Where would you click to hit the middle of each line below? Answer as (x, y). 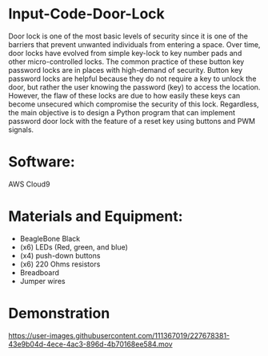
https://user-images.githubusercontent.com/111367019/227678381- (119, 335)
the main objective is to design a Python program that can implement (122, 112)
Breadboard (40, 272)
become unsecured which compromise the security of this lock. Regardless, (134, 104)
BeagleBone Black (50, 238)
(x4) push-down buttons (60, 255)
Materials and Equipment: (96, 216)
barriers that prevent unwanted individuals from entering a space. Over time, (134, 44)
